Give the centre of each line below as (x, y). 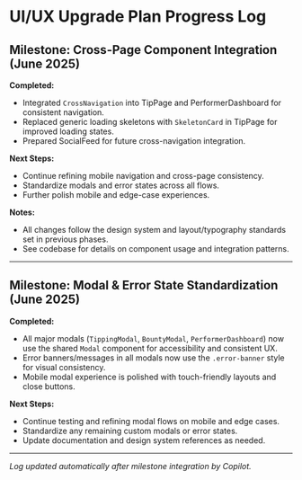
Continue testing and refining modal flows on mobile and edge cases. (151, 421)
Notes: (22, 212)
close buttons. (49, 386)
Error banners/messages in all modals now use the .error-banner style (153, 358)
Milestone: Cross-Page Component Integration (143, 50)
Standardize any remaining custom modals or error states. (130, 431)
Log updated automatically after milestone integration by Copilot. (130, 466)
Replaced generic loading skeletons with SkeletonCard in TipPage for (150, 122)
